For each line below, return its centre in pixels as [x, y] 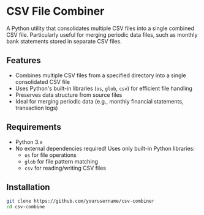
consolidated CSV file [43, 81]
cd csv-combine [26, 207]
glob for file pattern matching [61, 161]
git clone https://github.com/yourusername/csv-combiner [81, 201]
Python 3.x [29, 141]
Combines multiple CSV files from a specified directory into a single [100, 75]
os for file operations [50, 155]
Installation [28, 187]
